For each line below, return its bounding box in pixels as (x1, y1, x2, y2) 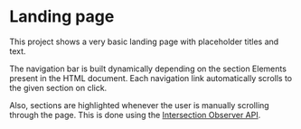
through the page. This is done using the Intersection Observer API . (9, 109, 261, 120)
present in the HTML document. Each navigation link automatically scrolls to (9, 72, 292, 83)
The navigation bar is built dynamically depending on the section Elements (9, 63, 287, 74)
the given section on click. (9, 82, 108, 93)
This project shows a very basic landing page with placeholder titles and (9, 36, 279, 47)
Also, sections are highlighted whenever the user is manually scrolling (9, 99, 269, 110)
